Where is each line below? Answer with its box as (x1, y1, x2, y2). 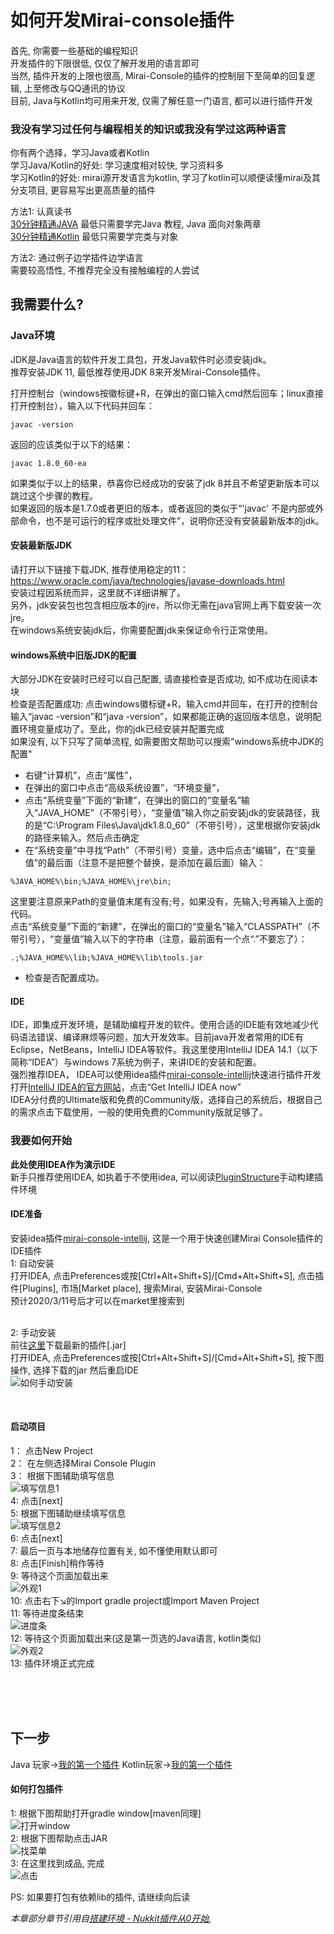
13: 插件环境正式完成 (10, 1657, 95, 1670)
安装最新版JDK (10, 539, 73, 551)
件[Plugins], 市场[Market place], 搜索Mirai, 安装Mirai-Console (10, 1282, 263, 1294)
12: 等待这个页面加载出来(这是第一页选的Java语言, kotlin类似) (10, 1632, 262, 1645)
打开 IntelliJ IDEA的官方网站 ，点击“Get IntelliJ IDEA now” (10, 1081, 242, 1093)
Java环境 (10, 329, 55, 343)
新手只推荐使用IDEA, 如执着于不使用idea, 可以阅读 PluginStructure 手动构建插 (10, 1171, 324, 1183)
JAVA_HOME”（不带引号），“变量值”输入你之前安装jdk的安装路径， (37, 807, 312, 819)
